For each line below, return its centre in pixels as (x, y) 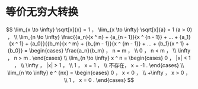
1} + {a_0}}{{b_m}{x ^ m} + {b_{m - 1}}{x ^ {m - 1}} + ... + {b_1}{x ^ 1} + (104, 43)
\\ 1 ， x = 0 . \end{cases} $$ (99, 80)
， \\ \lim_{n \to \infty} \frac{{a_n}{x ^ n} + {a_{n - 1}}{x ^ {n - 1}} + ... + (93, 37)
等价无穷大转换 (42, 12)
